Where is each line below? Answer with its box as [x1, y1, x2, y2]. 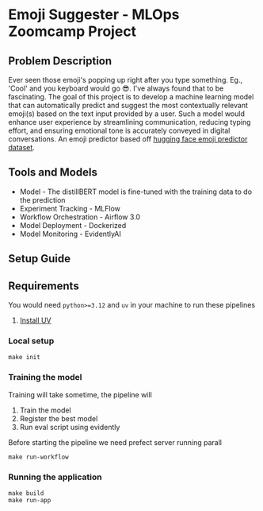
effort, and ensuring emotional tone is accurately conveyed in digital [8, 126, 231, 135]
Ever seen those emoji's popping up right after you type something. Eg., [8, 75, 243, 84]
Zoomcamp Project [8, 22, 137, 41]
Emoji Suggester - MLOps [8, 6, 180, 24]
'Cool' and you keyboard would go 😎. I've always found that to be [8, 83, 224, 93]
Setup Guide [8, 252, 71, 265]
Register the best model [19, 413, 98, 423]
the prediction [19, 195, 66, 204]
